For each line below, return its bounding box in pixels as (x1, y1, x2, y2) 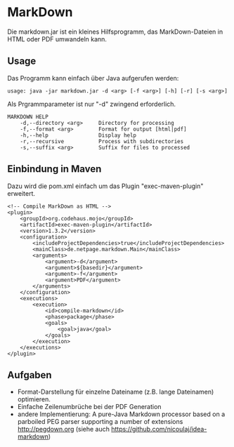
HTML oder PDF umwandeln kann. (7, 34, 108, 43)
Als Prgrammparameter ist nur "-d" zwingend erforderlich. (7, 100, 176, 108)
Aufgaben (7, 369, 52, 381)
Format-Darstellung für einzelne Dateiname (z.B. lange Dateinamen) (17, 387, 214, 396)
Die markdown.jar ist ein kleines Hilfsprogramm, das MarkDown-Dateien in (7, 27, 223, 36)
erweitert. (7, 189, 36, 197)
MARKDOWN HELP (7, 113, 49, 120)
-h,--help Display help (20, 131, 137, 139)
